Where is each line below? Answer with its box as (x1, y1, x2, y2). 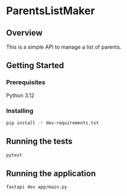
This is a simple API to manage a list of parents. (6, 43, 122, 50)
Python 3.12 (6, 92, 34, 99)
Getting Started (6, 60, 64, 70)
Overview (6, 28, 43, 38)
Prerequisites (6, 78, 45, 86)
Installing (6, 107, 34, 115)
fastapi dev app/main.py (6, 184, 67, 190)
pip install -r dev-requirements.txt (6, 120, 99, 126)
